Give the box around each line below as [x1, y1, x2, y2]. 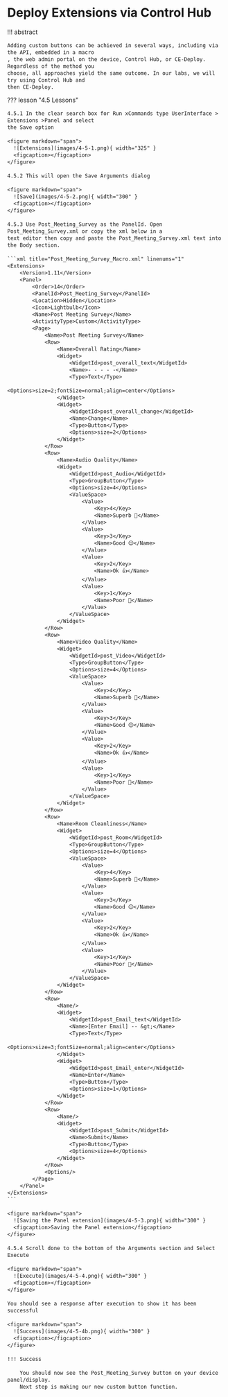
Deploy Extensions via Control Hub [7, 5, 212, 21]
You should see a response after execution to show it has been [7, 1300, 197, 1307]
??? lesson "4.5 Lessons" [7, 96, 79, 104]
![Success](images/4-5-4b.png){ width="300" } [13, 1328, 150, 1335]
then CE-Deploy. [7, 83, 54, 91]
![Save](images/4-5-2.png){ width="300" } [13, 193, 138, 200]
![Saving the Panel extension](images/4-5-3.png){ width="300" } [13, 1217, 207, 1224]
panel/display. [7, 1376, 51, 1383]
